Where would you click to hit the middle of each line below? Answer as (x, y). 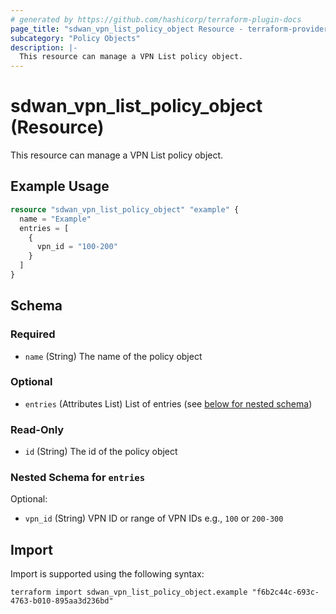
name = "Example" (55, 219)
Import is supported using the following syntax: (107, 574)
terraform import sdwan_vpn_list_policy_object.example (129, 592)
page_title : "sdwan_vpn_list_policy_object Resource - (127, 29)
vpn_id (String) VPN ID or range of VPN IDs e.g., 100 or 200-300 (154, 518)
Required (33, 334)
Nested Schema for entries (78, 478)
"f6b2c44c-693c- (285, 592)
